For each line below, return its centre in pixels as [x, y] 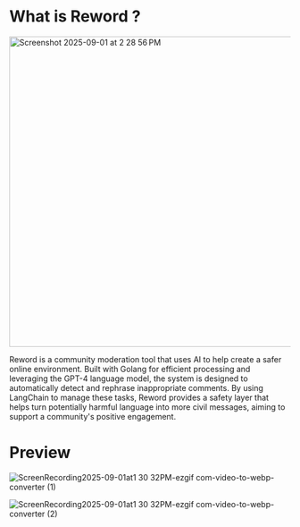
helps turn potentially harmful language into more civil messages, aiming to [147, 407]
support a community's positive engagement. [93, 416]
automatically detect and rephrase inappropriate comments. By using [136, 387]
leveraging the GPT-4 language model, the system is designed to [129, 378]
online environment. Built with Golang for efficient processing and [130, 369]
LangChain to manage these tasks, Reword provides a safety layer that [139, 397]
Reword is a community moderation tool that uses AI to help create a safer [146, 359]
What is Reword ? [75, 17]
